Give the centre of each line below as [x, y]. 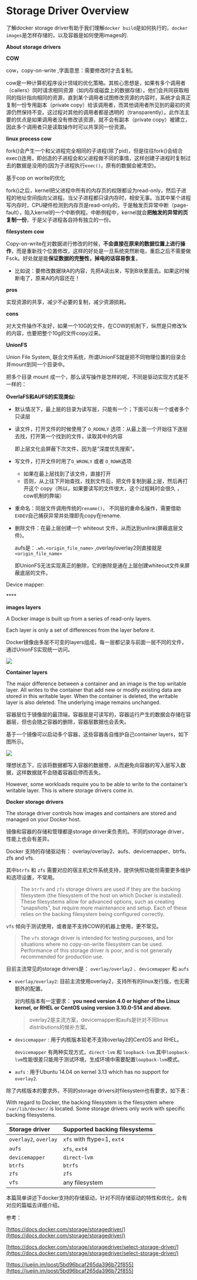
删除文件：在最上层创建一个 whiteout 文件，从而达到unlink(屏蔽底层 [96, 528]
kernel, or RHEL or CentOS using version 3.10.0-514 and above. [93, 1008]
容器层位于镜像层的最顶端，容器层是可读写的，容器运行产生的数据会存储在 [96, 714]
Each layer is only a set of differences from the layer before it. [81, 630]
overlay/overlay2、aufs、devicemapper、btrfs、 [131, 851]
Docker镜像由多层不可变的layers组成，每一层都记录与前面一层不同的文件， [96, 642]
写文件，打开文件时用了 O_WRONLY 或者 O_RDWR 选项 [73, 461]
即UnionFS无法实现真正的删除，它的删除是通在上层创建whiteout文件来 [99, 565]
